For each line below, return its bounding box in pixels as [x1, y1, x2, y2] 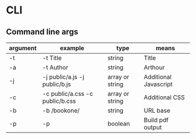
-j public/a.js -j [42, 73, 85, 81]
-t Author [42, 64, 69, 71]
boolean [107, 120, 130, 127]
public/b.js [42, 80, 71, 88]
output [143, 123, 162, 131]
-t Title [42, 54, 62, 62]
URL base [143, 106, 171, 114]
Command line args [6, 27, 79, 37]
